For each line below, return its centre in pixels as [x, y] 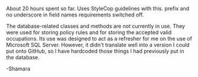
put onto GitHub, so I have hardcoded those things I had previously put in [95, 51]
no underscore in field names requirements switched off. [75, 15]
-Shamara [18, 69]
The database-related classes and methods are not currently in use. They [95, 26]
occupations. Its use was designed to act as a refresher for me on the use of [99, 38]
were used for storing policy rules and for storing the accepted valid [89, 32]
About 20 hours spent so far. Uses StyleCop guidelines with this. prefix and [98, 9]
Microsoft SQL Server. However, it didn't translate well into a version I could [98, 45]
